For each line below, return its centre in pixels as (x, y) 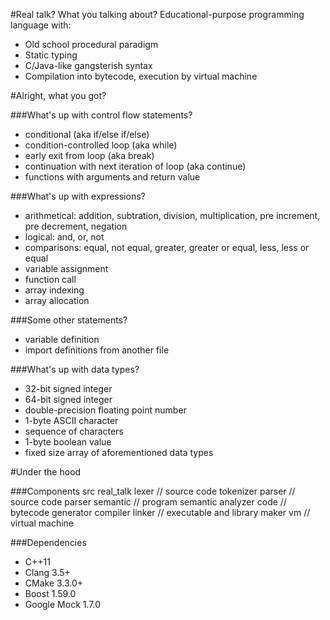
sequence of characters (74, 431)
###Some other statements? (69, 320)
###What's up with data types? (75, 369)
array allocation (57, 300)
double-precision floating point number (105, 410)
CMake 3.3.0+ (54, 583)
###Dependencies (48, 542)
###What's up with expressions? (78, 196)
